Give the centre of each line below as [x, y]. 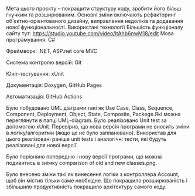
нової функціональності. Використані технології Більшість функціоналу [95, 27]
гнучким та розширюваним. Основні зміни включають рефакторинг [91, 15]
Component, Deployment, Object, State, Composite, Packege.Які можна [93, 114]
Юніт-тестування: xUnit [35, 74]
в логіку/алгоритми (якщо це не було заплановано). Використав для [91, 133]
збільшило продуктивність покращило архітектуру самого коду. [86, 187]
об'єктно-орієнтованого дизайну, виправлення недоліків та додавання [95, 21]
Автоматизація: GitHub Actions [44, 97]
